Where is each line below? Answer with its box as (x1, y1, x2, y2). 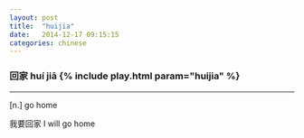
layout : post (9, 13, 59, 23)
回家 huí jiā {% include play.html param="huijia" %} (9, 69, 241, 82)
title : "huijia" (9, 22, 75, 31)
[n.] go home (9, 99, 58, 110)
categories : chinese (9, 38, 88, 48)
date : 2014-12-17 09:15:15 (9, 30, 119, 39)
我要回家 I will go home (9, 118, 96, 129)
